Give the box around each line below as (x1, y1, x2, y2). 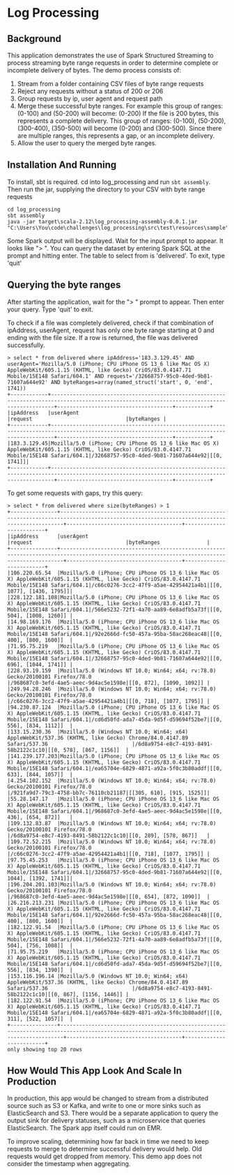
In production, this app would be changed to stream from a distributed (7, 1094, 209, 1102)
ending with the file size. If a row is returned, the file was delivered (7, 333, 198, 341)
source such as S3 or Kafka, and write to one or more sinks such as (7, 1102, 201, 1110)
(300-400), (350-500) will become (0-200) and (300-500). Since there (17, 124, 222, 132)
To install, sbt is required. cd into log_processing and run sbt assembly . (7, 177, 211, 186)
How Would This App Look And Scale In (7, 1065, 182, 1077)
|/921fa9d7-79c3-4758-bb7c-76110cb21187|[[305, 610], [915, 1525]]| (7, 789, 210, 797)
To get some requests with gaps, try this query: (7, 489, 143, 497)
